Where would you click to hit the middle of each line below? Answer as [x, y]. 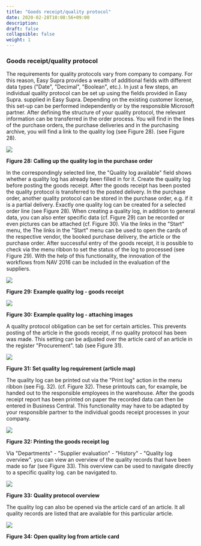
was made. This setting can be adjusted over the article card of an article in [100, 339]
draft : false [22, 29]
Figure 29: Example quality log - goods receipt [65, 292]
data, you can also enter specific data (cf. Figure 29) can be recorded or [95, 218]
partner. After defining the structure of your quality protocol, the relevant [96, 113]
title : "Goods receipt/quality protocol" [59, 12]
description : [22, 23]
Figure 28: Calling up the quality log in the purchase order [79, 161]
